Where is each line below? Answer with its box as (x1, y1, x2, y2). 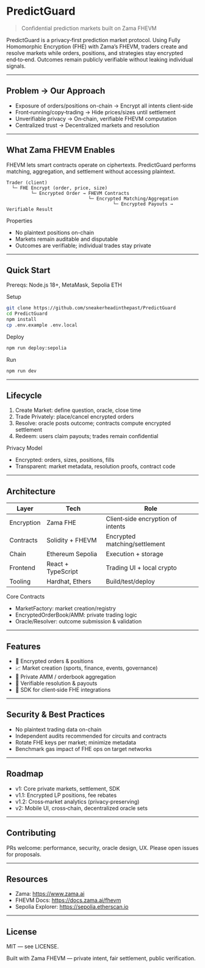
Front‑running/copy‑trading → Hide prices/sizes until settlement (15, 108, 176, 116)
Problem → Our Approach (6, 86, 106, 96)
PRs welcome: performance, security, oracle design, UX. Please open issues (6, 844, 199, 851)
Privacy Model (6, 444, 43, 452)
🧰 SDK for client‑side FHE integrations (15, 686, 111, 694)
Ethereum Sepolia (46, 550, 98, 559)
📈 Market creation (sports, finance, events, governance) (15, 664, 158, 672)
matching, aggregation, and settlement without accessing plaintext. (6, 167, 176, 175)
